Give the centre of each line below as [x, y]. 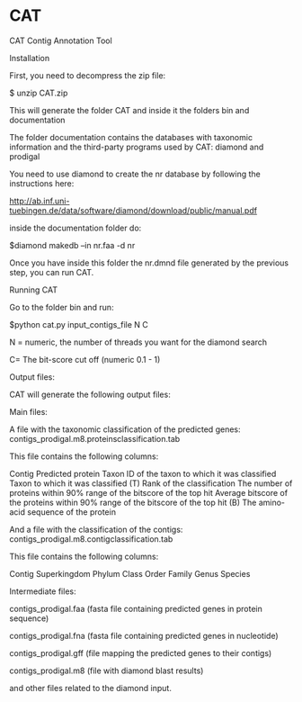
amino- [272, 502]
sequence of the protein [71, 512]
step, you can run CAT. [52, 272]
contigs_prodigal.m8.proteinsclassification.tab [95, 438]
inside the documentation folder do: [75, 228]
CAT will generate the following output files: [90, 394]
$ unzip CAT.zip [39, 93]
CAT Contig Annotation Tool [61, 40]
